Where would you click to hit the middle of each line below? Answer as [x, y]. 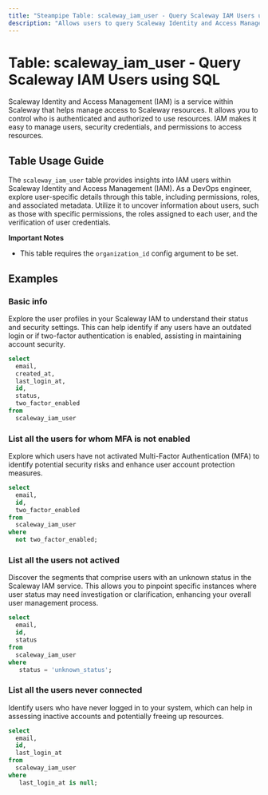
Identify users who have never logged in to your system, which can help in [130, 707]
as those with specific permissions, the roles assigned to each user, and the [133, 214]
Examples [33, 278]
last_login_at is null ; [58, 783]
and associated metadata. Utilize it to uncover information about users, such [134, 205]
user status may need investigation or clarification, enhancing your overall [130, 594]
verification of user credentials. [60, 223]
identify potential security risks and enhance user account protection [122, 465]
